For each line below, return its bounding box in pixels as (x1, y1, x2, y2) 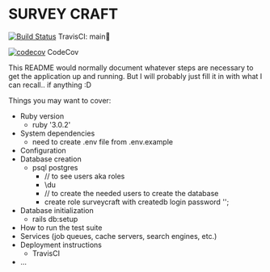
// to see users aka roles (44, 171, 125, 181)
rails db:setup (32, 214, 78, 224)
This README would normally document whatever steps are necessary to (8, 62, 254, 73)
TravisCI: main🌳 (57, 31, 111, 41)
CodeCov (47, 47, 79, 56)
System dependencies (19, 128, 95, 138)
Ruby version (19, 111, 65, 121)
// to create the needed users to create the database (44, 188, 219, 198)
